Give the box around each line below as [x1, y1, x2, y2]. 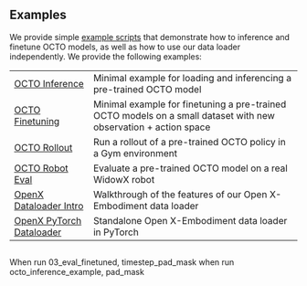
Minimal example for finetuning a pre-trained [92, 98, 287, 111]
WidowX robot [92, 173, 155, 185]
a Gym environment [92, 146, 178, 159]
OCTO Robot [14, 162, 69, 175]
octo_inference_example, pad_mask [9, 267, 144, 278]
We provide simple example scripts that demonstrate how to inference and [9, 31, 291, 42]
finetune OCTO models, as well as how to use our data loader [9, 41, 240, 52]
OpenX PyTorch [14, 214, 82, 227]
